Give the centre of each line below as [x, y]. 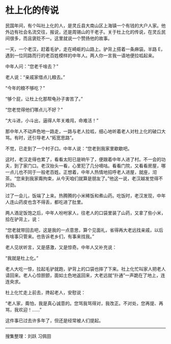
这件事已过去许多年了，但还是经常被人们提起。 [54, 320]
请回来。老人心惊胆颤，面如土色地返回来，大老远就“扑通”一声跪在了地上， [83, 275]
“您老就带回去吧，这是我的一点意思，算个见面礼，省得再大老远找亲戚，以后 [84, 230]
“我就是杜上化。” [22, 258]
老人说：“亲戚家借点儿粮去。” [35, 77]
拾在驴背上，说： [23, 219]
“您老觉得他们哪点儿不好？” [34, 110]
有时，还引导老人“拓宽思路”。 [45, 138]
